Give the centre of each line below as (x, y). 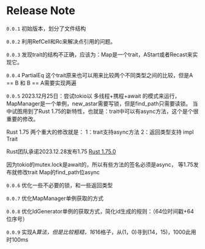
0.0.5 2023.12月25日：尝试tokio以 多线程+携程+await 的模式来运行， (93, 96)
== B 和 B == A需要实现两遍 (41, 83)
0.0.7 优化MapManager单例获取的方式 (55, 198)
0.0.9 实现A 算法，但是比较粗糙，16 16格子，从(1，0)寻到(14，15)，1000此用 (102, 232)
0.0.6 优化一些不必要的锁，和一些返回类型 (60, 185)
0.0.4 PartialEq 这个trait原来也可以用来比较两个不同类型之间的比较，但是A (100, 75)
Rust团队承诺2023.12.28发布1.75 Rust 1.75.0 (61, 151)
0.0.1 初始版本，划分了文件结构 (46, 28)
